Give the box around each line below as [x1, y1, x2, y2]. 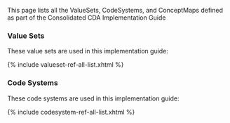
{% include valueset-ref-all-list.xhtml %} [7, 60, 124, 69]
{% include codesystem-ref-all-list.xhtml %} [7, 108, 135, 116]
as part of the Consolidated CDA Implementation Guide [7, 13, 166, 22]
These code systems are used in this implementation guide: [7, 94, 180, 103]
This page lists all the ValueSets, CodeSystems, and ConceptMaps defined [7, 6, 223, 14]
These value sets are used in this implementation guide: [7, 47, 168, 56]
